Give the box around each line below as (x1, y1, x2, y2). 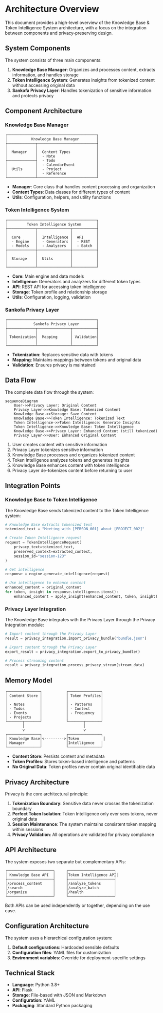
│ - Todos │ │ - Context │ (5, 706, 104, 711)
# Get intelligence (5, 567, 45, 572)
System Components (5, 44, 71, 52)
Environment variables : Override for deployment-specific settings (12, 955, 146, 961)
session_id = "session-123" (14, 554, 67, 559)
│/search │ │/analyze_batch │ (5, 885, 117, 890)
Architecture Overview (5, 3, 99, 15)
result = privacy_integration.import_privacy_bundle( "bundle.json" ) (5, 636, 147, 641)
